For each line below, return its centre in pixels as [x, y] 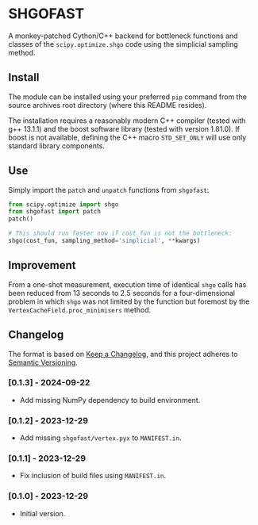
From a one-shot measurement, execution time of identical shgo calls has [127, 284]
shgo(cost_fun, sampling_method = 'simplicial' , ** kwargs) [104, 241]
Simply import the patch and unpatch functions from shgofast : [109, 190]
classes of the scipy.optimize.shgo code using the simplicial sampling [123, 44]
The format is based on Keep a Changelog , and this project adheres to [123, 354]
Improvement [42, 265]
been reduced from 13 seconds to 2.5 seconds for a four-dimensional [122, 293]
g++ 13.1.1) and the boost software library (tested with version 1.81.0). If [124, 128]
